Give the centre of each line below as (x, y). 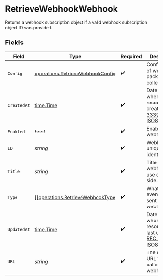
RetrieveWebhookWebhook (61, 9)
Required (131, 56)
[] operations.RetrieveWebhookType (75, 197)
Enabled (16, 131)
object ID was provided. (29, 27)
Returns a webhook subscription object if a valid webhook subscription (76, 22)
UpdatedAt (19, 229)
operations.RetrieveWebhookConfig (75, 74)
